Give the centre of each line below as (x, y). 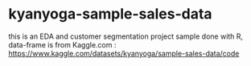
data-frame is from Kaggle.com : (62, 44)
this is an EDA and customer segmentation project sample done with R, (126, 36)
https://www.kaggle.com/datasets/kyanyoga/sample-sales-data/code (124, 53)
